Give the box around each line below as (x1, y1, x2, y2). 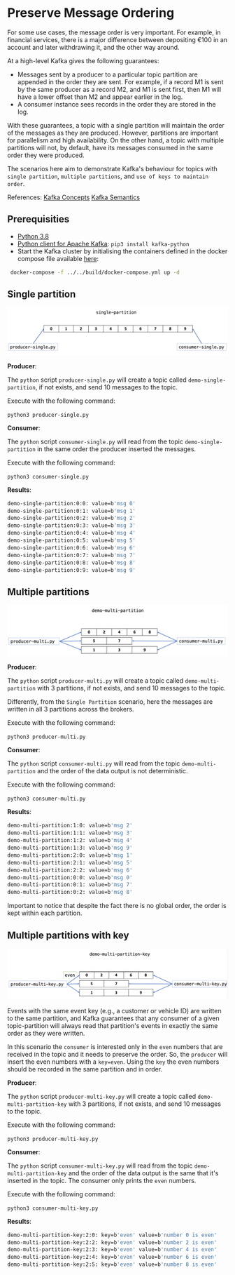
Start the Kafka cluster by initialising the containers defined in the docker (17, 247, 228, 255)
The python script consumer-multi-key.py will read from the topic (7, 1161, 193, 1170)
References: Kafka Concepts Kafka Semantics (7, 193, 141, 201)
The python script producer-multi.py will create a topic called (7, 676, 184, 685)
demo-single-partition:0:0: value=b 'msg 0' (7, 500, 136, 507)
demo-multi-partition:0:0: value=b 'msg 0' (7, 874, 133, 881)
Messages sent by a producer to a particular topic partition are (17, 70, 198, 79)
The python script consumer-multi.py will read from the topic (7, 759, 180, 768)
